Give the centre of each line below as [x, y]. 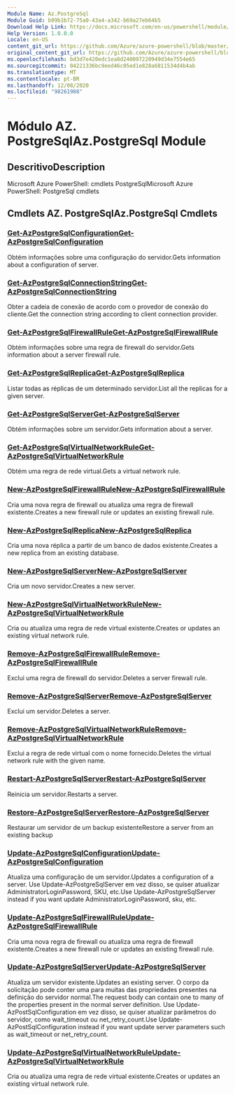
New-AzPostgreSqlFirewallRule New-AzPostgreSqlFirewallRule [116, 489]
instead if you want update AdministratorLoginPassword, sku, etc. [102, 899]
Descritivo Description [56, 167]
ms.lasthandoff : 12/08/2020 [48, 85]
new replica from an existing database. [63, 553]
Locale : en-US [28, 40]
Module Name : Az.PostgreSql [48, 14]
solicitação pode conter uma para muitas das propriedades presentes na [112, 989]
